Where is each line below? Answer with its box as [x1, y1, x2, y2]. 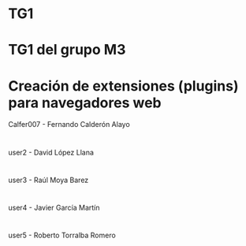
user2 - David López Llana [8, 147, 95, 157]
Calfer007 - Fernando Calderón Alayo [8, 120, 130, 129]
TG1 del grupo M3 [8, 41, 126, 59]
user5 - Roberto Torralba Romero [8, 230, 116, 240]
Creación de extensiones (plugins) [8, 76, 239, 95]
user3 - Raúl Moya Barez [8, 175, 89, 184]
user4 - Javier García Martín [8, 203, 100, 212]
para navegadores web [8, 94, 162, 111]
